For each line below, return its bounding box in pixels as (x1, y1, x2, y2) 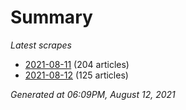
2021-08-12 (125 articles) (24, 69, 129, 81)
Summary (10, 6, 93, 29)
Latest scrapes (10, 39, 72, 51)
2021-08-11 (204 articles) (24, 58, 130, 70)
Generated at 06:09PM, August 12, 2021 (10, 88, 176, 100)
